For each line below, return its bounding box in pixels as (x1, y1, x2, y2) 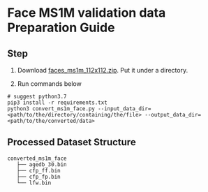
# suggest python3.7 (7, 93, 68, 100)
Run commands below (17, 80, 82, 88)
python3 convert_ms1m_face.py (7, 105, 96, 112)
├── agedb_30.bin (16, 161, 68, 168)
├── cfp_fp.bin (16, 173, 61, 180)
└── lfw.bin (16, 179, 52, 186)
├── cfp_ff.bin (16, 167, 61, 174)
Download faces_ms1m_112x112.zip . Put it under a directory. (17, 66, 188, 74)
